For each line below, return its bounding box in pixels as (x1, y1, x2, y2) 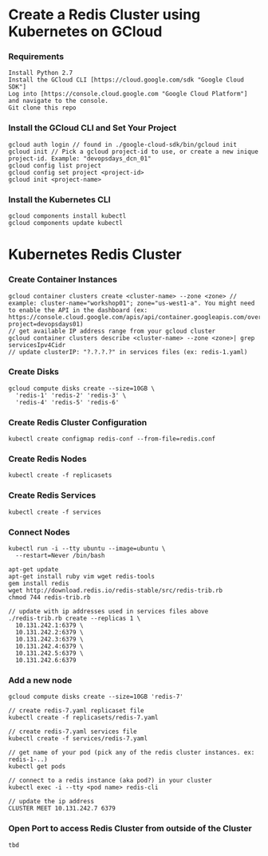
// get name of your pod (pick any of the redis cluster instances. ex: (8, 748, 255, 757)
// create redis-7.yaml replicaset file (8, 707, 145, 715)
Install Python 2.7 (8, 69, 73, 77)
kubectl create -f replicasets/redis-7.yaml (8, 714, 159, 722)
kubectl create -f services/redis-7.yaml (8, 735, 148, 743)
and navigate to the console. (8, 97, 109, 105)
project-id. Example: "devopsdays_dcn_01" (8, 154, 152, 163)
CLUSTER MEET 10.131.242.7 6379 (8, 804, 116, 813)
